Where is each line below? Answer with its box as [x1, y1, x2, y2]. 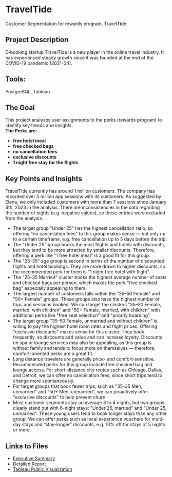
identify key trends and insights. [5, 122, 73, 129]
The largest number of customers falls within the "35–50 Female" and [12, 291, 160, 297]
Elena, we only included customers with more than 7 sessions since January [5, 199, 167, 205]
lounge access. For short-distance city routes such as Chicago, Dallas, [12, 367, 163, 373]
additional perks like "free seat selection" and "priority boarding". [12, 312, 151, 319]
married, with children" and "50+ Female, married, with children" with [12, 307, 160, 313]
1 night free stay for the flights [12, 160, 79, 166]
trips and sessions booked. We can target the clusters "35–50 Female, [12, 302, 162, 308]
